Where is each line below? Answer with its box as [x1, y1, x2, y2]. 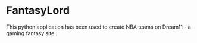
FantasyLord [6, 4, 70, 17]
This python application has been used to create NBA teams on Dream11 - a [6, 23, 192, 30]
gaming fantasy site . [6, 29, 58, 36]
